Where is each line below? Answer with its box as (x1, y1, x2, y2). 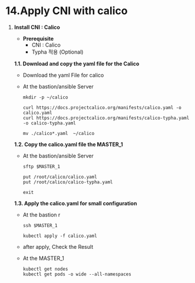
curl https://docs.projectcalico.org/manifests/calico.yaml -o (22, 104, 182, 110)
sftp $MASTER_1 (22, 163, 60, 169)
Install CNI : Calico (14, 24, 60, 31)
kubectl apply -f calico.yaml (22, 233, 98, 239)
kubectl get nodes (22, 266, 68, 272)
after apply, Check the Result (22, 243, 94, 250)
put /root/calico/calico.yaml (22, 174, 98, 180)
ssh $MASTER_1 (22, 222, 58, 228)
